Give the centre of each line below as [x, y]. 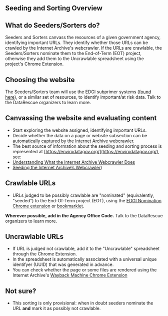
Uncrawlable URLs [34, 237]
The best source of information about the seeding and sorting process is [87, 146]
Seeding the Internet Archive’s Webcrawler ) [57, 167]
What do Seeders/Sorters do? [52, 25]
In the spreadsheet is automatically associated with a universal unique [84, 259]
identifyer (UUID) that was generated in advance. [63, 264]
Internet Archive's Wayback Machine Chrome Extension [70, 275]
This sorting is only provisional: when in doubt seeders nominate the [83, 303]
